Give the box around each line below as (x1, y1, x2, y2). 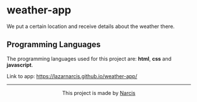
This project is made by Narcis (62, 89, 136, 96)
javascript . (6, 61, 33, 68)
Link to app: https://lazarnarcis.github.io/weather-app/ (6, 72, 137, 79)
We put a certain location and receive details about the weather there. (6, 23, 175, 30)
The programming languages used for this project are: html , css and (6, 55, 172, 62)
